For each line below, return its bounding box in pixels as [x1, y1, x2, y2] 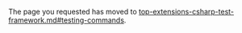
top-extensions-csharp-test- [138, 7, 235, 16]
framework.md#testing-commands [8, 15, 125, 25]
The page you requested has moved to [8, 7, 137, 16]
